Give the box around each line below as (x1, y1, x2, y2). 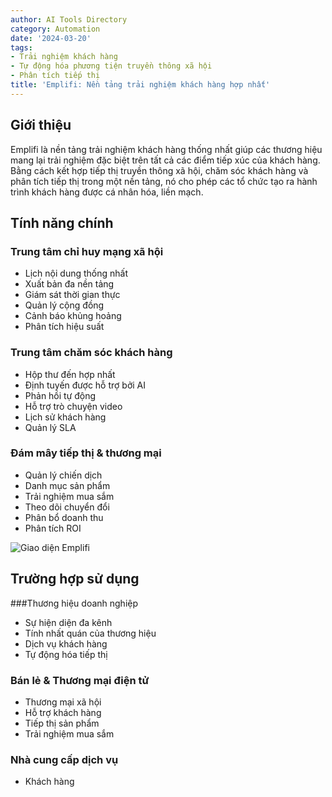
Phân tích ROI (24, 522, 82, 534)
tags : (10, 42, 33, 53)
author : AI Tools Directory (10, 14, 128, 25)
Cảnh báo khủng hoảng (24, 310, 122, 322)
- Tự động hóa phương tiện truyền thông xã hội (10, 61, 213, 71)
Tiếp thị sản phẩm (24, 717, 100, 729)
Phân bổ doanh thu (24, 511, 104, 523)
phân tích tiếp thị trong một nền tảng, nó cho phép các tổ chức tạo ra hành (10, 175, 318, 187)
